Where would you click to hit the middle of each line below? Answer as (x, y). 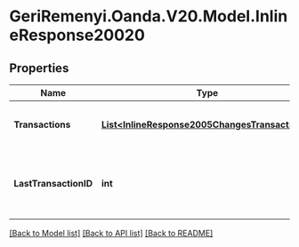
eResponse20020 (77, 35)
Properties (39, 68)
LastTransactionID (53, 183)
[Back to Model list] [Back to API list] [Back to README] (111, 233)
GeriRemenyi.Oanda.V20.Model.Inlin (149, 16)
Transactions (42, 124)
